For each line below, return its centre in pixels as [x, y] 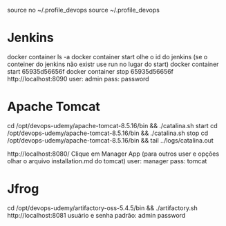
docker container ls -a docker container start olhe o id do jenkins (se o [107, 56]
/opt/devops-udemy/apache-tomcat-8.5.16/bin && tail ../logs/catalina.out [111, 140]
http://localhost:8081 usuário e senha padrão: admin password [96, 215]
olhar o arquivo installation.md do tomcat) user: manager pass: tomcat [107, 161]
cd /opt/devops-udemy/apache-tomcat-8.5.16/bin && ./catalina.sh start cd [112, 125]
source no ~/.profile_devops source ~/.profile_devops [84, 10]
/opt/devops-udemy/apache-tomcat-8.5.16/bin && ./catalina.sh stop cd [108, 133]
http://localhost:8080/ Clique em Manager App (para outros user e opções [113, 154]
